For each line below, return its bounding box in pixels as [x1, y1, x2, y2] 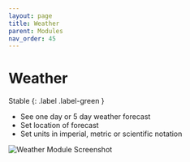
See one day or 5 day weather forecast [19, 112, 151, 122]
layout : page [8, 11, 53, 20]
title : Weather [8, 19, 60, 28]
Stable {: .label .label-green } [8, 96, 105, 106]
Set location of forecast [19, 121, 99, 130]
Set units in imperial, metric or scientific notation [19, 129, 183, 139]
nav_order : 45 [8, 34, 57, 43]
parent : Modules [8, 27, 63, 35]
